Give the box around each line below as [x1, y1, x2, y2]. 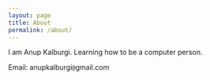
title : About [8, 19, 51, 27]
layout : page [8, 11, 51, 20]
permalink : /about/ [8, 26, 73, 34]
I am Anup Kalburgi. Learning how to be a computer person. [8, 48, 203, 57]
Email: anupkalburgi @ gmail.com [8, 63, 110, 72]
